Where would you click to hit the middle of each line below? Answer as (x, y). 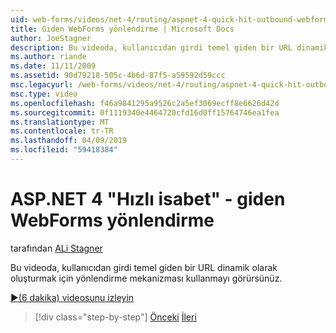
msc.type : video (44, 94)
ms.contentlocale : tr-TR (62, 131)
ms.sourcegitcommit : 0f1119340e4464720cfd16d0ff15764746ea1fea (145, 112)
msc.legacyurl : (42, 85)
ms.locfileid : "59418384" (64, 150)
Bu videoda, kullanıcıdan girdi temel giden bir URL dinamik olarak (144, 267)
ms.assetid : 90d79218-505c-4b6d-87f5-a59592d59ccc (118, 76)
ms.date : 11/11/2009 (53, 66)
